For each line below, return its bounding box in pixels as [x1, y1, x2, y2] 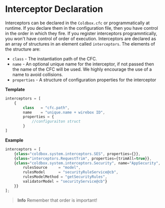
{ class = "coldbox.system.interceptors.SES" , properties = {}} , [14, 151, 141, 156]
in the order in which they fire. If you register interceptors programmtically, [5, 30, 158, 36]
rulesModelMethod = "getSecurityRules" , [23, 174, 108, 179]
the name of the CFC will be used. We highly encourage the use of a [12, 66, 152, 72]
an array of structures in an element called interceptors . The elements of [5, 41, 155, 47]
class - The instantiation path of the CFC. [12, 55, 98, 61]
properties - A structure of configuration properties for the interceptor [12, 77, 157, 83]
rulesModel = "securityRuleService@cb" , [23, 170, 119, 175]
